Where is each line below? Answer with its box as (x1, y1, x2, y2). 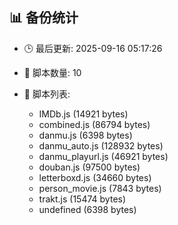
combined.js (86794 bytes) (38, 118, 151, 130)
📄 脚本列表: (23, 88, 71, 100)
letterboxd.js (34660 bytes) (38, 171, 152, 183)
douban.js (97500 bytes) (38, 161, 141, 173)
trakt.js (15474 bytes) (38, 193, 127, 205)
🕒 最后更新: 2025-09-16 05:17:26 (23, 42, 163, 54)
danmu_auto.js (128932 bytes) (38, 139, 164, 152)
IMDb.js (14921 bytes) (38, 108, 129, 120)
